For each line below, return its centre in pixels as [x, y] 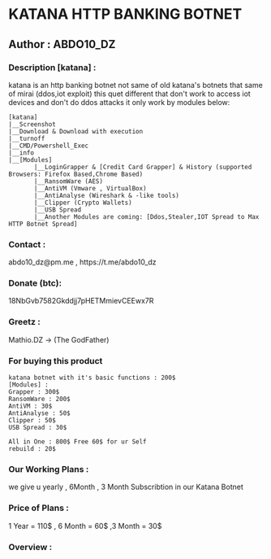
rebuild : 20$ [32, 449]
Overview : [30, 547]
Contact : [27, 244]
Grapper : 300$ [34, 392]
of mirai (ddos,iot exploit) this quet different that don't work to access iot [130, 94]
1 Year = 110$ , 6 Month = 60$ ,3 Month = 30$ [85, 526]
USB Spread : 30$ [38, 428]
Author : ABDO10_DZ [62, 44]
